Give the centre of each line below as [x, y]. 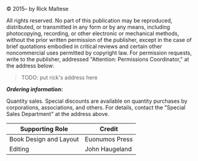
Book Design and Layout [44, 139]
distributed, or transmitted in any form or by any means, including [88, 27]
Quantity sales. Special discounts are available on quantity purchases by [97, 101]
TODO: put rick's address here [59, 77]
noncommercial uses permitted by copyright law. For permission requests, [99, 53]
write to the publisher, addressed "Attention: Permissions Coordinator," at [98, 59]
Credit [109, 129]
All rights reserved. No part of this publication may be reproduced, [89, 20]
